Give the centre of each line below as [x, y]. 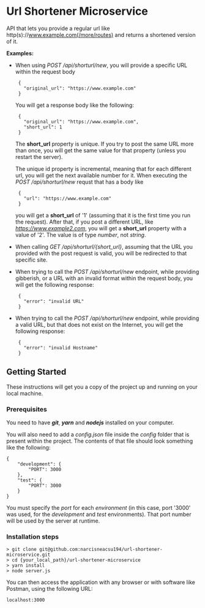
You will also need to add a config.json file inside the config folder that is [98, 435]
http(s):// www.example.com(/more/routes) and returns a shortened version [101, 34]
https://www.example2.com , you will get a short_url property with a [101, 228]
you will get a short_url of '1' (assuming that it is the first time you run [103, 215]
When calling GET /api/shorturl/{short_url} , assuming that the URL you [104, 246]
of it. [12, 41]
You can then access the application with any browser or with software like [101, 582]
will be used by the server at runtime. [53, 521]
